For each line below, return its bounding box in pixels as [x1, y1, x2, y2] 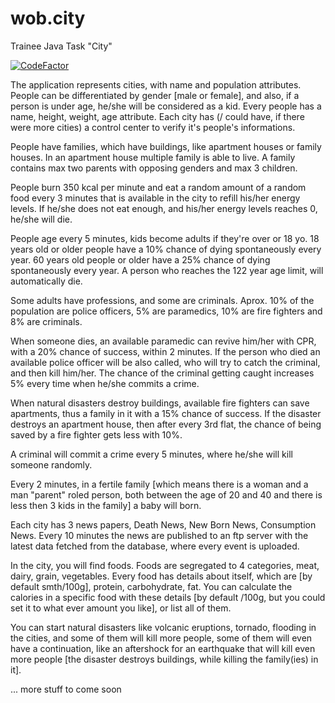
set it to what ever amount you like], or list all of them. [10, 602, 232, 614]
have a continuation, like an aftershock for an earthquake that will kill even [10, 642, 316, 654]
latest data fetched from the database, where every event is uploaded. [10, 540, 300, 552]
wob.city [10, 7, 86, 30]
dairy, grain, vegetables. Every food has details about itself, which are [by [10, 570, 313, 582]
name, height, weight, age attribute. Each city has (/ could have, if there [10, 110, 305, 122]
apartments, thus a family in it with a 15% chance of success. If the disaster [10, 407, 322, 419]
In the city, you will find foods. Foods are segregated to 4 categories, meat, [10, 559, 320, 571]
